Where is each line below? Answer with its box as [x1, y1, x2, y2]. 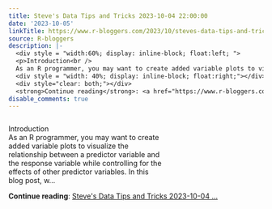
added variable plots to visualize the [8, 141, 130, 151]
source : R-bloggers [8, 34, 74, 43]
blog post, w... [8, 176, 56, 186]
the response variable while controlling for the [8, 159, 162, 168]
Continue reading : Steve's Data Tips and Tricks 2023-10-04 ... [8, 191, 219, 201]
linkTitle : [8, 27, 45, 35]
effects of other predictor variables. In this [8, 167, 149, 177]
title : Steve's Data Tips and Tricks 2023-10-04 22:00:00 [8, 11, 208, 20]
